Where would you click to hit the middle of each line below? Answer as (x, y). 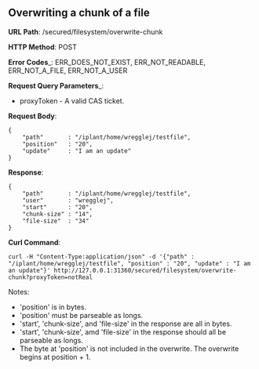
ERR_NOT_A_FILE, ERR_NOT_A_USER (68, 71)
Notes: (19, 291)
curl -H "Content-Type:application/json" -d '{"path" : (101, 257)
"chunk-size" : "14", (57, 214)
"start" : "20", (57, 207)
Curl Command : (35, 242)
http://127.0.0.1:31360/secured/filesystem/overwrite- (145, 270)
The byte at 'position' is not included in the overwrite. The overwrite (129, 349)
